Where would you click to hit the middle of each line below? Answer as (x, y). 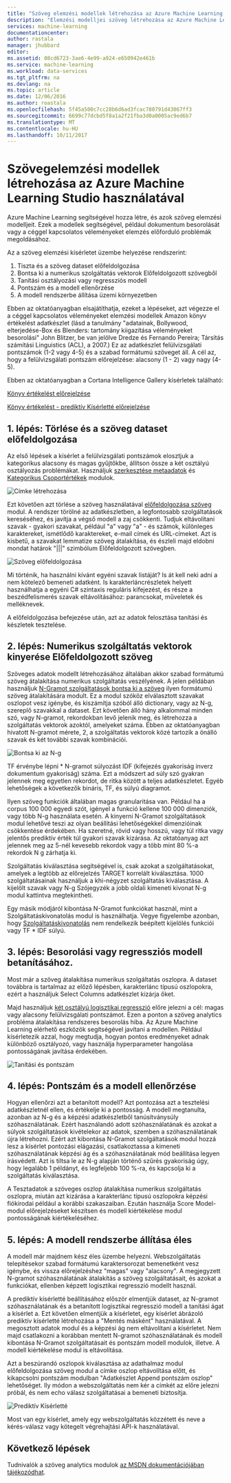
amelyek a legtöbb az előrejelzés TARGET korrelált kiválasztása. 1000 (106, 873)
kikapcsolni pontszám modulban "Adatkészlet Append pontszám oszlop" (110, 1378)
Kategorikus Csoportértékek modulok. (61, 478)
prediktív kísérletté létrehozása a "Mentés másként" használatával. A (104, 1321)
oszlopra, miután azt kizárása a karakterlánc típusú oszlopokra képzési (108, 1196)
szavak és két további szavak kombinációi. (67, 739)
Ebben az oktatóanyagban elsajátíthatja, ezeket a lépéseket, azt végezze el (113, 308)
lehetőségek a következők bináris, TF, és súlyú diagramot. (89, 788)
